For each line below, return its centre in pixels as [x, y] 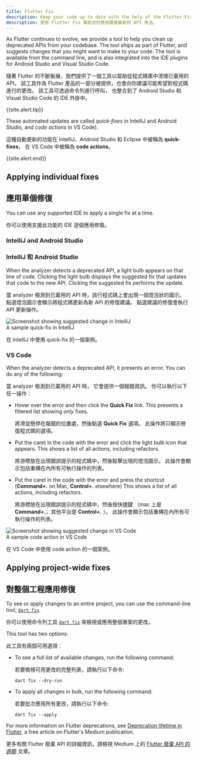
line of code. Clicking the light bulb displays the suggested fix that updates [96, 277]
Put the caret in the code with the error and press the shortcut [89, 480]
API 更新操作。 [24, 309]
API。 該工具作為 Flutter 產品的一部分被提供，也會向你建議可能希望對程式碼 [97, 83]
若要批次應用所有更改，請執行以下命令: [62, 704]
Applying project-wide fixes [58, 568]
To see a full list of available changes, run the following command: [94, 657]
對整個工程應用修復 [41, 589]
